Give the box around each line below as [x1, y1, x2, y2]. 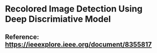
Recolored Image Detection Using [5, 3, 143, 14]
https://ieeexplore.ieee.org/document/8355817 [5, 40, 152, 49]
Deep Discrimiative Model [5, 13, 111, 25]
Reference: [5, 33, 39, 41]
